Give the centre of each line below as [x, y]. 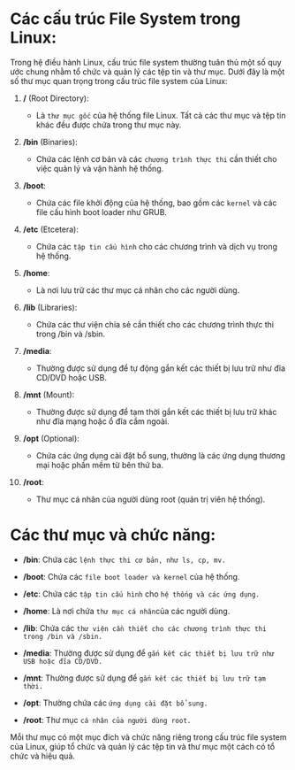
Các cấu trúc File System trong [125, 19]
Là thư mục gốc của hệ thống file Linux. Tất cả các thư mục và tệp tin [161, 115]
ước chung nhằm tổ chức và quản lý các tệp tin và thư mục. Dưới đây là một [147, 72]
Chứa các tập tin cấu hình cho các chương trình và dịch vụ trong [156, 246]
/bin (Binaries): [50, 142]
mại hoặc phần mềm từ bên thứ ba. [100, 465]
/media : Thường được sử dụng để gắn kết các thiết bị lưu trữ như [148, 653]
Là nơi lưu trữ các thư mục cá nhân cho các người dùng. [138, 290]
